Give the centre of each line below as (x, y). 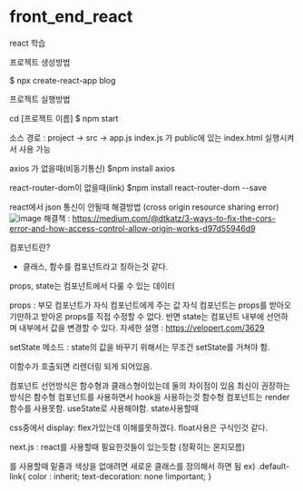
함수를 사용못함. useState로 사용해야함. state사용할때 (104, 408)
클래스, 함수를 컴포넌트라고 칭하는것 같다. (95, 266)
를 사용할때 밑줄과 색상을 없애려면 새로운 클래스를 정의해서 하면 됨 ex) (132, 466)
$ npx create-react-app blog (63, 80)
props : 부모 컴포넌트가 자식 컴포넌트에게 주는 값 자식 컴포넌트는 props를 (138, 305)
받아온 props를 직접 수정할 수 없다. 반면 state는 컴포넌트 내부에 (152, 316)
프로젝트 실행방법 (40, 99)
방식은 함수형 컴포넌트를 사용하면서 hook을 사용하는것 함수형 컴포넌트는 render (150, 397)
